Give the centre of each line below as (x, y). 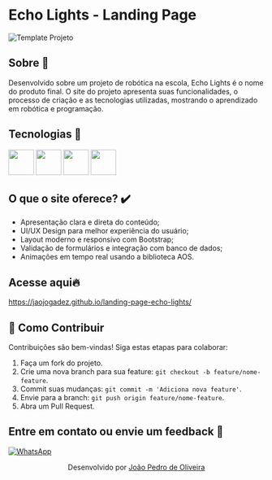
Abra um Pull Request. (57, 406)
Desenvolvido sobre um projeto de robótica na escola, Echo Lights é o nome (136, 82)
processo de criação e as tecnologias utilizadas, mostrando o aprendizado (133, 100)
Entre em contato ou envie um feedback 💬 (116, 432)
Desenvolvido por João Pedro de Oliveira (136, 467)
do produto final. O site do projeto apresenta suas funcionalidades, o (123, 91)
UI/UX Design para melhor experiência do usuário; (104, 231)
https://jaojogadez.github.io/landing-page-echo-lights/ (100, 302)
